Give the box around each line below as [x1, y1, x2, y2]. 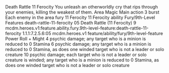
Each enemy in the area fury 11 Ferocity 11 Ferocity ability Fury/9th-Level [5, 14, 155, 20]
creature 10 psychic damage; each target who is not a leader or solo [5, 51, 147, 57]
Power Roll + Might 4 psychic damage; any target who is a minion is [5, 36, 146, 41]
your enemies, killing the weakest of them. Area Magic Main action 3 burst [5, 9, 160, 15]
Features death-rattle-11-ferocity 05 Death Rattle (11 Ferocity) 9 [5, 20, 136, 25]
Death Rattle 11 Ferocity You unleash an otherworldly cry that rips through [5, 4, 158, 9]
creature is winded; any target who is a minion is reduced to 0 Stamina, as [5, 57, 159, 63]
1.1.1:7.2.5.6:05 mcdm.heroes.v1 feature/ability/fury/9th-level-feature [22, 30, 163, 36]
